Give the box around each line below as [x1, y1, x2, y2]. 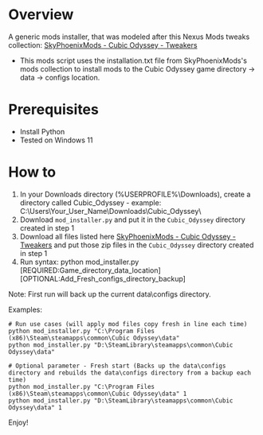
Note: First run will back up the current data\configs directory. [8, 289, 211, 299]
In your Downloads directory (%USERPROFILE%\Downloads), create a [19, 189, 251, 199]
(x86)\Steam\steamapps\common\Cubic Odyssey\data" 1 [8, 390, 187, 398]
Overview [8, 6, 74, 24]
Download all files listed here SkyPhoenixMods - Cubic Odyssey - [19, 231, 237, 241]
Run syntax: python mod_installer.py [19, 257, 139, 266]
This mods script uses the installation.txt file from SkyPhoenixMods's [19, 56, 247, 65]
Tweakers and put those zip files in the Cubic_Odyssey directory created [19, 240, 254, 250]
